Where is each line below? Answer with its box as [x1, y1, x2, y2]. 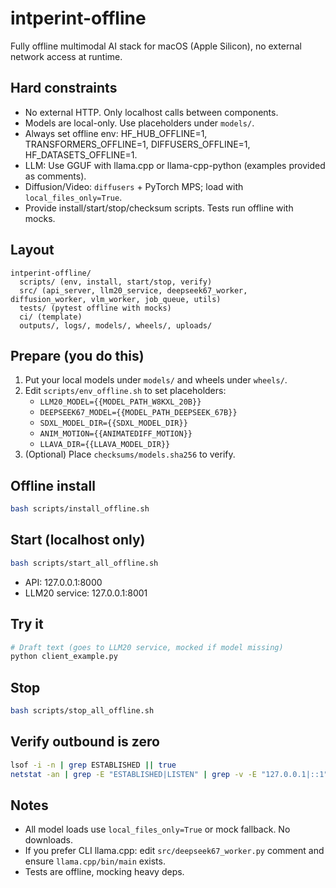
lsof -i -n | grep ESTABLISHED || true [10, 760, 177, 770]
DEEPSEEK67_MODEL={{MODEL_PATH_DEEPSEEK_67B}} [39, 408, 238, 418]
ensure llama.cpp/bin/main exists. [24, 855, 166, 867]
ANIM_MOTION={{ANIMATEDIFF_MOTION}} [39, 429, 193, 439]
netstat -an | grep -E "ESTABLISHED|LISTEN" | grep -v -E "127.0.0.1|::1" [10, 769, 329, 779]
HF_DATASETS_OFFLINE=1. [24, 148, 138, 161]
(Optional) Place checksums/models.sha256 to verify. [24, 448, 236, 461]
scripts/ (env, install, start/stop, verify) [19, 277, 213, 287]
